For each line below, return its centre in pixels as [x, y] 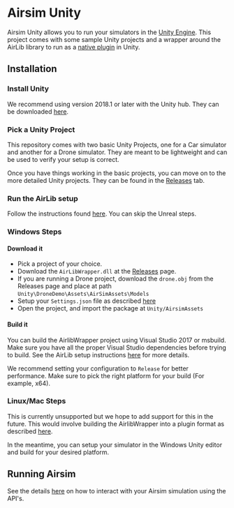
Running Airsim [42, 474]
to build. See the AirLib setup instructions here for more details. [98, 354]
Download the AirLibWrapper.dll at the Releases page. [97, 271]
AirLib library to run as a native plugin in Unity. [74, 47]
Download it [25, 248]
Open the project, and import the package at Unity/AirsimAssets [110, 308]
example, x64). [29, 383]
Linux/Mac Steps [37, 401]
